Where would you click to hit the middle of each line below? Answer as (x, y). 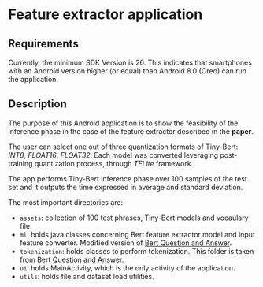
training (20, 163)
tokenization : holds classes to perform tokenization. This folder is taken (137, 251)
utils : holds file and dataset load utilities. (87, 276)
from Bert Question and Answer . (72, 259)
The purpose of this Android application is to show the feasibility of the (123, 123)
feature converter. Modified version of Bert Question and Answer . (126, 243)
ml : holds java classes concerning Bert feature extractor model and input (137, 234)
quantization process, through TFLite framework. (114, 163)
